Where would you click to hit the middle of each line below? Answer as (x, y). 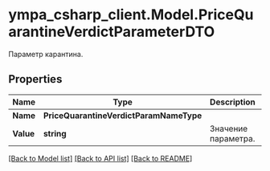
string (55, 133)
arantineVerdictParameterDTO (112, 32)
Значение (229, 128)
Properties (35, 79)
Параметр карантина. (46, 54)
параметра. (233, 138)
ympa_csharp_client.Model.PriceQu (131, 15)
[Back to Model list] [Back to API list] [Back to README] (100, 158)
